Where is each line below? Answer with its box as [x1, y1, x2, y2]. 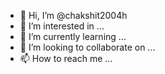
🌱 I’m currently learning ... [19, 31, 127, 42]
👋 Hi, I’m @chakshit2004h [19, 10, 128, 21]
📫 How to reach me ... [19, 53, 113, 64]
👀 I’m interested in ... [19, 20, 105, 32]
